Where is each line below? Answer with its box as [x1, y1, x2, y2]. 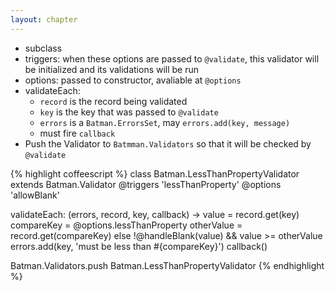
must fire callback [39, 127, 116, 139]
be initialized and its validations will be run [24, 63, 200, 75]
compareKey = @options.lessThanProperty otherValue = [10, 219, 243, 231]
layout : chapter [10, 14, 78, 25]
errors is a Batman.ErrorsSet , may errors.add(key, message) [39, 116, 291, 128]
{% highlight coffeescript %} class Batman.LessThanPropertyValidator [10, 167, 300, 180]
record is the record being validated [39, 95, 188, 107]
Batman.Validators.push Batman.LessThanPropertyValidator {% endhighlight [10, 259, 325, 271]
